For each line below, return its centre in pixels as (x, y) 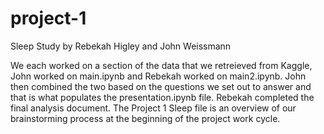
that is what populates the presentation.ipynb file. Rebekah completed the (162, 97)
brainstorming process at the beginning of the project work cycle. (145, 118)
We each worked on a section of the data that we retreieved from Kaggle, (161, 65)
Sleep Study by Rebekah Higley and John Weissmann (121, 46)
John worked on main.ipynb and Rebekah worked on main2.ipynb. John (158, 76)
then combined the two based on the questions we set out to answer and (161, 86)
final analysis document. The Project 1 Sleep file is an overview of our (153, 108)
